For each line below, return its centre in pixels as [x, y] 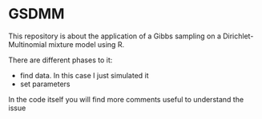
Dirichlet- [238, 36]
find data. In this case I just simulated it [85, 75]
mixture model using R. [87, 44]
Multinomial [28, 44]
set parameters [45, 84]
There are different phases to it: [60, 60]
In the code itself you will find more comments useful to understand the [126, 99]
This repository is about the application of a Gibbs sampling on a [115, 36]
